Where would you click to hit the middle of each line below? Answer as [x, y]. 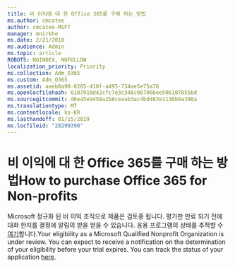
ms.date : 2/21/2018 [36, 40]
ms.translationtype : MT [42, 106]
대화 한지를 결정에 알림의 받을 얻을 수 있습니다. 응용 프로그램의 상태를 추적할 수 [115, 225]
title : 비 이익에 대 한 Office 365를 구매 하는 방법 [77, 14]
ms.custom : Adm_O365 [38, 80]
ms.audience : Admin [36, 47]
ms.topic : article [34, 54]
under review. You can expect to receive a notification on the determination [116, 242]
